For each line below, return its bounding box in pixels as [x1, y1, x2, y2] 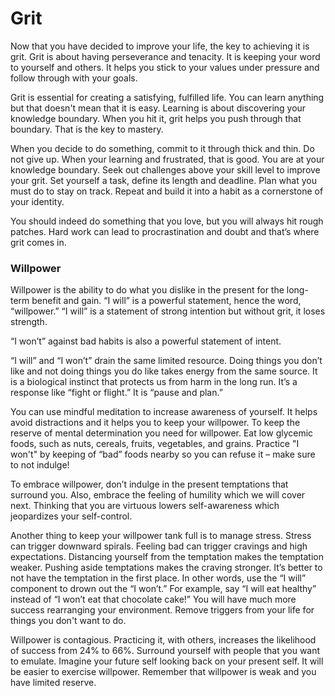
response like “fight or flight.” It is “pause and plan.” [10, 387, 223, 399]
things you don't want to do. [10, 615, 127, 627]
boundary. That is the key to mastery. [10, 123, 164, 135]
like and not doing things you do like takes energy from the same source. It [10, 365, 318, 377]
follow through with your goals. [10, 72, 138, 84]
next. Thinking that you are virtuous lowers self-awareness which [10, 500, 280, 512]
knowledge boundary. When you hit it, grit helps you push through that [10, 112, 302, 124]
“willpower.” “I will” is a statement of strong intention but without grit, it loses [10, 305, 326, 317]
